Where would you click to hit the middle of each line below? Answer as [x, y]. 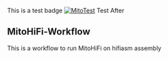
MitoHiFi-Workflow [49, 32]
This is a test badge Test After [66, 11]
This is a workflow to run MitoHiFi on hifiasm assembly [84, 48]
